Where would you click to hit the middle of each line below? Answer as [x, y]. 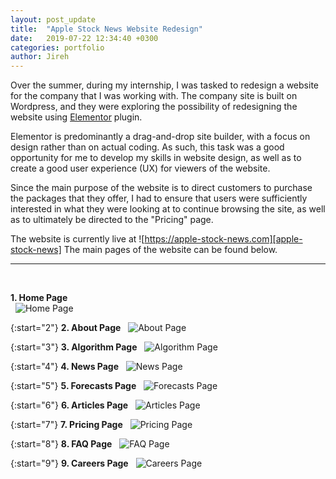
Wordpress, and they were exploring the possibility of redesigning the [154, 107]
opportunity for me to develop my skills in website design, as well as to [156, 158]
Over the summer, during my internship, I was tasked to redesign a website [164, 85]
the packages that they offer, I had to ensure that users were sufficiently [159, 198]
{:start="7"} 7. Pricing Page [66, 425]
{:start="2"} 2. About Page [66, 328]
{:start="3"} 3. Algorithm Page [74, 347]
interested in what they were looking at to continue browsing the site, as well [168, 209]
